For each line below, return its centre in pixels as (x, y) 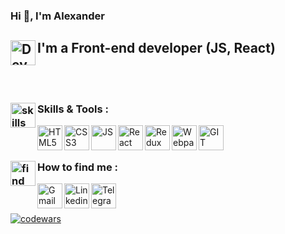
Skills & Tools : (73, 109)
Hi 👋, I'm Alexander (57, 16)
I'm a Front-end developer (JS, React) (156, 48)
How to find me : (78, 167)
